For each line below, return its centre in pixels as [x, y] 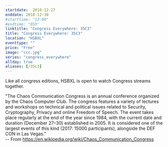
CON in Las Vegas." [26, 134]
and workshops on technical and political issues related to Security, [76, 107]
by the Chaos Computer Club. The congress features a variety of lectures [82, 101]
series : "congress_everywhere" [38, 57]
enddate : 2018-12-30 [27, 15]
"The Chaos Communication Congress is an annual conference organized [82, 96]
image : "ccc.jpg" [24, 52]
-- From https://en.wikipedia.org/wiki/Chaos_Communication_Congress [79, 139]
